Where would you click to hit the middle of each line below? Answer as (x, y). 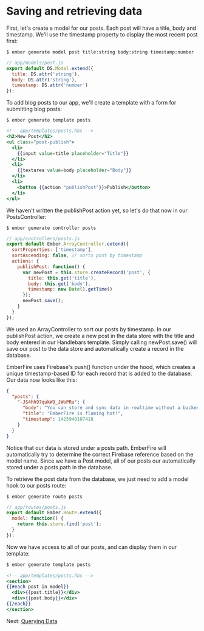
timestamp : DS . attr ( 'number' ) (50, 85)
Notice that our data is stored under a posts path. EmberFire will (86, 447)
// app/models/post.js (35, 63)
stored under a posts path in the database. (59, 467)
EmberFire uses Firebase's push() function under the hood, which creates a (101, 367)
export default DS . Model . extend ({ (50, 68)
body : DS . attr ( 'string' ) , (45, 80)
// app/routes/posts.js (36, 507)
